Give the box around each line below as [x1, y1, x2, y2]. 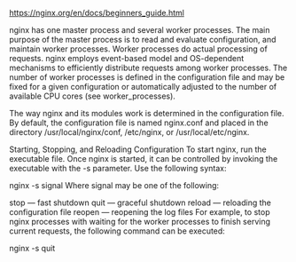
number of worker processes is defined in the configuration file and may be [9, 72, 285, 83]
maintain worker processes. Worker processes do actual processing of [9, 44, 268, 54]
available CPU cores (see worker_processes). [9, 91, 175, 101]
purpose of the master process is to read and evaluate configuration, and [9, 35, 277, 44]
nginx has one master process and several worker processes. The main [9, 25, 270, 35]
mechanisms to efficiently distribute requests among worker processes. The [9, 62, 288, 73]
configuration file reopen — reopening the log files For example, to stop [9, 207, 270, 217]
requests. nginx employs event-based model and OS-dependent [9, 53, 245, 63]
